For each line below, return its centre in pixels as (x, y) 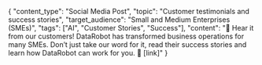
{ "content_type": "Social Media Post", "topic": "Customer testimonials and (129, 11)
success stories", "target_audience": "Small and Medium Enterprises (119, 20)
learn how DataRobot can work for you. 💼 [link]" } (88, 53)
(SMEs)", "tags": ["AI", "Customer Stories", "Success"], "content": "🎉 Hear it (131, 28)
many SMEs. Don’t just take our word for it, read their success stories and (127, 45)
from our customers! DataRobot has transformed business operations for (126, 36)
